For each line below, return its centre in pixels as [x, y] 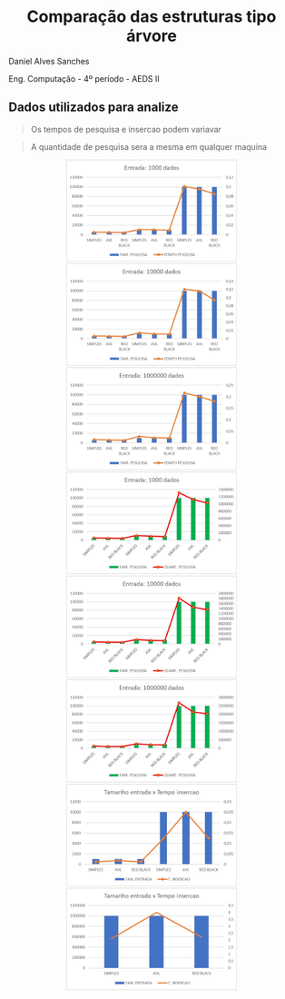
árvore [152, 36]
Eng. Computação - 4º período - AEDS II [84, 78]
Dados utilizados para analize [93, 108]
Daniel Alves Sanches [49, 61]
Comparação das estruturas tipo [152, 17]
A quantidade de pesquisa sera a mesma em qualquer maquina [149, 146]
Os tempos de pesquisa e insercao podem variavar [126, 129]
